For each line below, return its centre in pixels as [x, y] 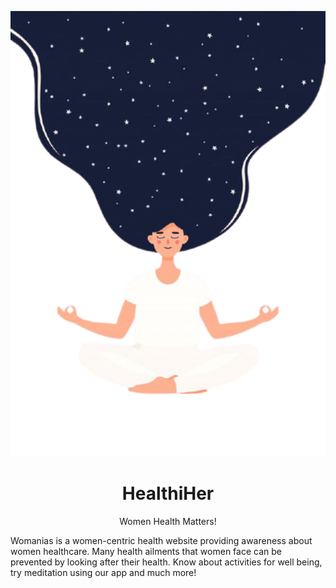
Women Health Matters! [168, 521]
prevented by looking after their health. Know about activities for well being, [166, 562]
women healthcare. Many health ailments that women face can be [146, 551]
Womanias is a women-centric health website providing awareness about [161, 540]
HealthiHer [168, 493]
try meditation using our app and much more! [103, 572]
